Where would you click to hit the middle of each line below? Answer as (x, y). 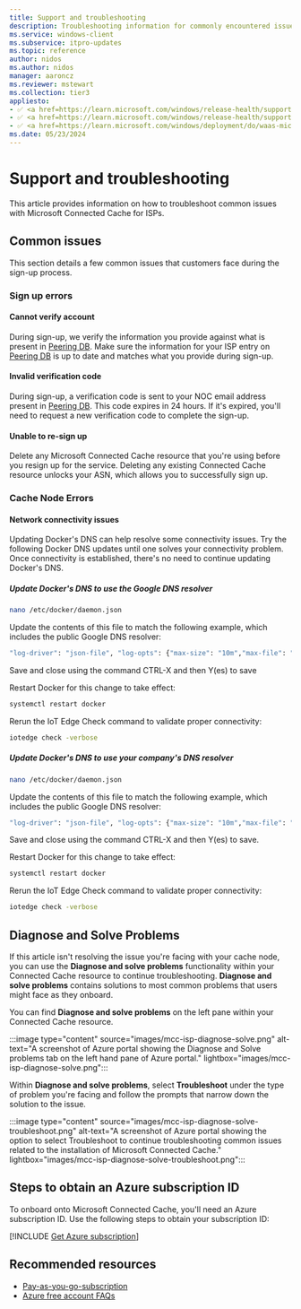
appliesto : (30, 101)
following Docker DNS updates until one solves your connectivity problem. (146, 549)
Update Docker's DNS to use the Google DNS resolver (111, 588)
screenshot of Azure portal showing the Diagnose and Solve (150, 1049)
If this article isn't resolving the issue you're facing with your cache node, (145, 957)
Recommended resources (83, 1265)
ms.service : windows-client (62, 34)
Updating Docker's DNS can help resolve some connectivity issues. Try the (148, 540)
